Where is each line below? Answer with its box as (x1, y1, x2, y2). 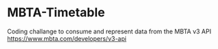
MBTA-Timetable (7, 5, 105, 20)
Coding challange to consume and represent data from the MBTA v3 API (7, 27, 212, 35)
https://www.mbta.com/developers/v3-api (7, 34, 127, 42)
